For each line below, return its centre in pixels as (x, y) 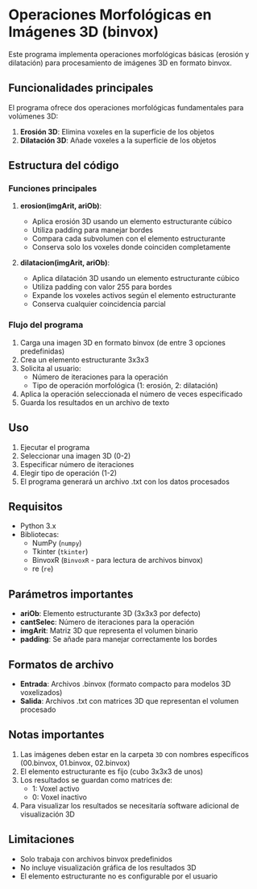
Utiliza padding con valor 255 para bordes (102, 287)
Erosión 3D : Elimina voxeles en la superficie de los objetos (117, 131)
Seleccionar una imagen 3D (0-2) (75, 456)
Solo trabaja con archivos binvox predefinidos (96, 858)
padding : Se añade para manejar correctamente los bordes (118, 639)
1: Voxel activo (56, 788)
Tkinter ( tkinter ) (60, 552)
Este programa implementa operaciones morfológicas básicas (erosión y (129, 54)
